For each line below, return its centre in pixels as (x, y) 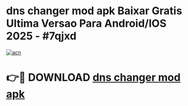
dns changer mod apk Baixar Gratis (94, 11)
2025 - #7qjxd (41, 36)
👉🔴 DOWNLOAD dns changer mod (93, 78)
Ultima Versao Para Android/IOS (86, 23)
